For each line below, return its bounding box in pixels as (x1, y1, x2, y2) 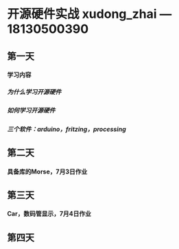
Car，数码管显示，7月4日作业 (7, 210, 91, 218)
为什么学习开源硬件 (7, 87, 62, 96)
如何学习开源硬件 (7, 106, 56, 115)
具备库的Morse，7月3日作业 (7, 167, 88, 176)
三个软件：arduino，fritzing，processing (7, 125, 126, 133)
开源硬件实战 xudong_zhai (7, 6, 157, 22)
